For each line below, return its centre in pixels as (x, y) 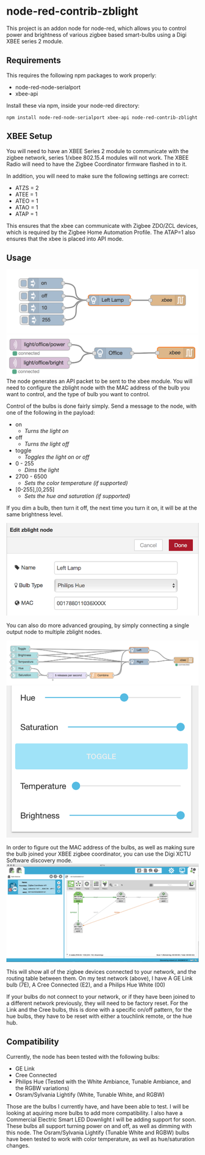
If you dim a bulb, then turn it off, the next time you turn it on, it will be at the (102, 508)
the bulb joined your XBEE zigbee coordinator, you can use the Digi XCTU (99, 854)
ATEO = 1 (27, 201)
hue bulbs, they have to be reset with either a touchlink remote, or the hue (99, 1016)
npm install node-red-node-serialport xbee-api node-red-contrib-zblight (102, 118)
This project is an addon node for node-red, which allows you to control (96, 28)
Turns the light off (47, 444)
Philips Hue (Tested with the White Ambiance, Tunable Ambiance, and (103, 1082)
